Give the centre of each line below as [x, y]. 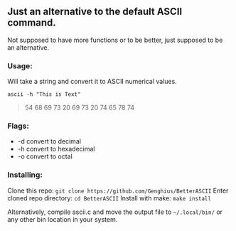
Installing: [25, 175]
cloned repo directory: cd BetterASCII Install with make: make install [109, 198]
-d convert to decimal [49, 141]
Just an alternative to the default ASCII [95, 12]
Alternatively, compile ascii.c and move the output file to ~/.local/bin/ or [115, 212]
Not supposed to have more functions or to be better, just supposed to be [115, 40]
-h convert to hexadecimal [56, 149]
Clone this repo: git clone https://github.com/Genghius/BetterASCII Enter [118, 190]
